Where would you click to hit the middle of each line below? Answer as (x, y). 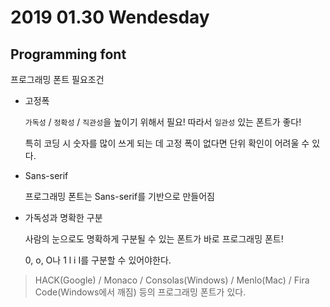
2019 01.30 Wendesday (110, 17)
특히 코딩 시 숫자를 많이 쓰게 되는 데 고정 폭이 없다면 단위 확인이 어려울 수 (167, 143)
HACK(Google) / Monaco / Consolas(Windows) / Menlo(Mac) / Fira (172, 280)
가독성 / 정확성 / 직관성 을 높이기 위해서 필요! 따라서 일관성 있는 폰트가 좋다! (163, 122)
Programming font (68, 54)
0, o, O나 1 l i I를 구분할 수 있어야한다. (98, 260)
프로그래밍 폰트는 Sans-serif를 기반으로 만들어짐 (119, 196)
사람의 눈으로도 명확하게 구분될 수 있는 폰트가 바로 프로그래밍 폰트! (154, 239)
